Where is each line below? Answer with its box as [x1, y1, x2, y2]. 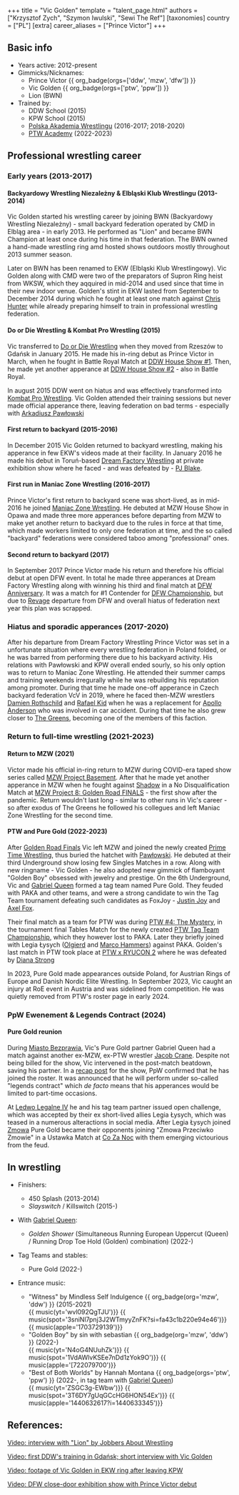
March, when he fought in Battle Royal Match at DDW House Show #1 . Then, [7, 357, 232, 366]
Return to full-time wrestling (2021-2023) [7, 732, 155, 742]
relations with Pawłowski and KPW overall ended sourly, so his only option [7, 660, 226, 670]
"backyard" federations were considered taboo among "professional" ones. [7, 533, 230, 542]
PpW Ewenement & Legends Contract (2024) [7, 1010, 166, 1020]
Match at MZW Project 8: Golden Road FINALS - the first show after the [7, 788, 218, 797]
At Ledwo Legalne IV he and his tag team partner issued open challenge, [7, 1102, 221, 1111]
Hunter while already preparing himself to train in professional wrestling [7, 302, 218, 311]
